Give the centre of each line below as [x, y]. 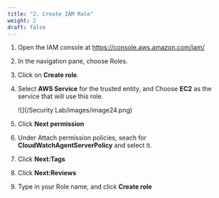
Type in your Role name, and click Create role [85, 187]
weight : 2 [22, 21]
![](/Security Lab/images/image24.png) [75, 110]
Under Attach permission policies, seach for [82, 138]
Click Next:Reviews [47, 173]
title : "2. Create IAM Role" [50, 14]
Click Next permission [51, 124]
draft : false [27, 27]
